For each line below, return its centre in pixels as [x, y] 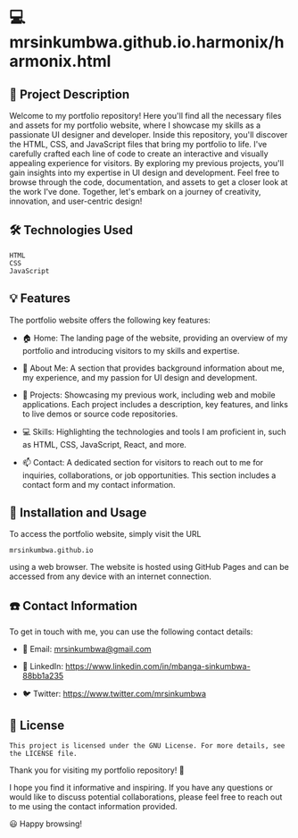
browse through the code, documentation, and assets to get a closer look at [149, 182]
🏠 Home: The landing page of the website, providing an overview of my [155, 338]
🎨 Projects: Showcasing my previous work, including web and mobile [149, 395]
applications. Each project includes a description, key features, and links [155, 404]
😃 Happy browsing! [46, 824]
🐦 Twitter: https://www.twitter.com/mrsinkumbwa [114, 694]
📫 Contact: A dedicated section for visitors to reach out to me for [143, 462]
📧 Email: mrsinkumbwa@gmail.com [87, 649]
